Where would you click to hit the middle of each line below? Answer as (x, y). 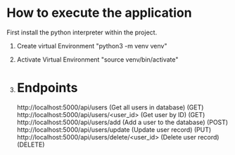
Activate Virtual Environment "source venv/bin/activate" (97, 59)
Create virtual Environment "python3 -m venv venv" (92, 46)
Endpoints (47, 88)
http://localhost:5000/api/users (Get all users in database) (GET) (110, 107)
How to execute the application (99, 13)
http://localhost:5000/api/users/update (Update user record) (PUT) (114, 129)
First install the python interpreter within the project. (82, 32)
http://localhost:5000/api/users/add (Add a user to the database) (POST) (122, 122)
